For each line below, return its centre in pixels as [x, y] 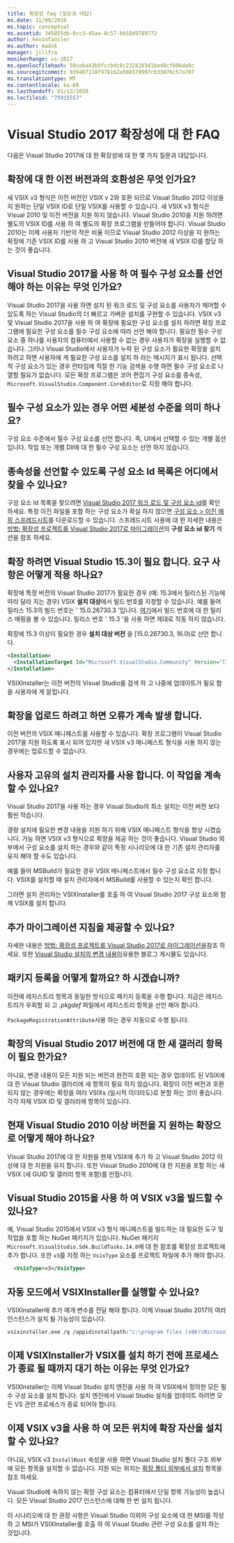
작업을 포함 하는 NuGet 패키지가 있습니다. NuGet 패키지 [83, 1238]
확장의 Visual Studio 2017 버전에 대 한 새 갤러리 [106, 1044]
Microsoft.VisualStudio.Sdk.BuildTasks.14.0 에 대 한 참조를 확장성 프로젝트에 [116, 1247]
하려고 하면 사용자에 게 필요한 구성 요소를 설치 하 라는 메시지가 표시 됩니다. [108, 357]
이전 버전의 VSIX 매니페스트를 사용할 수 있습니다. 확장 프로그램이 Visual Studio [115, 734]
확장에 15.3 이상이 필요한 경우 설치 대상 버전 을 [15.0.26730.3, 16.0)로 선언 [108, 634]
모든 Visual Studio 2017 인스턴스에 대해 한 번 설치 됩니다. [94, 1500]
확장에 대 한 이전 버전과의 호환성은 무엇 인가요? [102, 180]
